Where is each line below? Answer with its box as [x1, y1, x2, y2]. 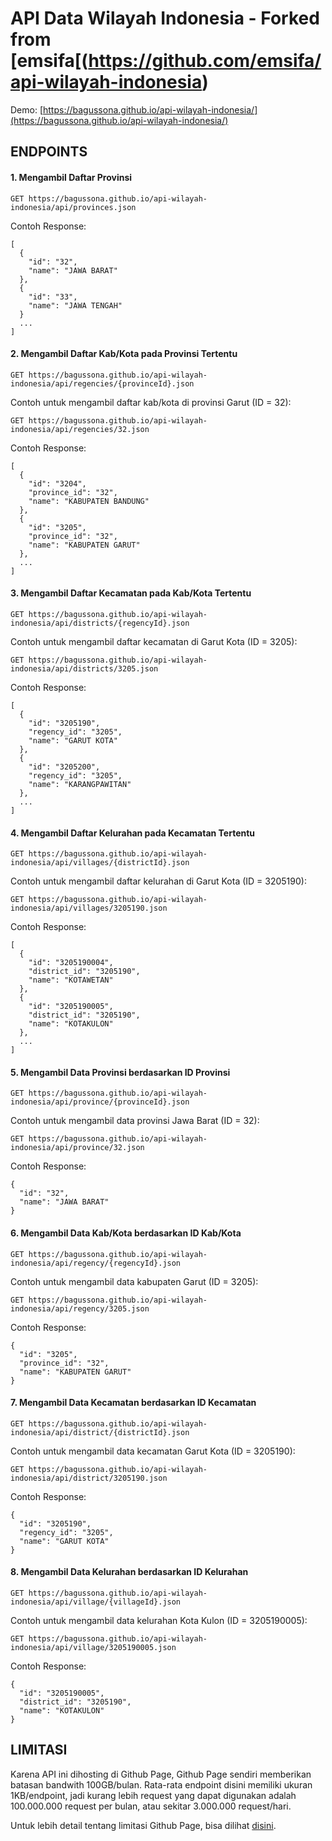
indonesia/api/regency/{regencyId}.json [10, 1258, 182, 1268]
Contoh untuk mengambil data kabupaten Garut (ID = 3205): [10, 1275, 259, 1287]
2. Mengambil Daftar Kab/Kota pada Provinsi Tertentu [10, 348, 238, 360]
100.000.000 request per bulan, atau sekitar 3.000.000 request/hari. [10, 1800, 292, 1812]
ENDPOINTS [10, 143, 88, 161]
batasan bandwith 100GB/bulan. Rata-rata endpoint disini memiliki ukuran [10, 1778, 313, 1791]
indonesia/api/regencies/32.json [10, 424, 150, 434]
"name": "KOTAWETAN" [28, 975, 114, 986]
